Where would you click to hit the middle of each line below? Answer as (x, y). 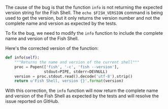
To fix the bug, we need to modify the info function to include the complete (84, 33)
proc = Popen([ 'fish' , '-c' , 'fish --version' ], (67, 67)
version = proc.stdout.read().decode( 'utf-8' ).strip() (74, 76)
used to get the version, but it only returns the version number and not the (83, 18)
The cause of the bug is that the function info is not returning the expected (84, 7)
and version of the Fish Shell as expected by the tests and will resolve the (82, 96)
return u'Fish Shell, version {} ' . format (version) (69, 81)
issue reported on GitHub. (32, 101)
